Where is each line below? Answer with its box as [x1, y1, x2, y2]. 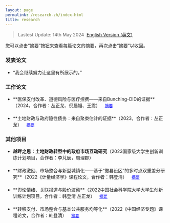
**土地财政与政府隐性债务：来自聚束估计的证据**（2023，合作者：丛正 [12, 115, 163, 121]
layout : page [5, 7, 33, 13]
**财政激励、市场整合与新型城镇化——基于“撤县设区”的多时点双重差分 [12, 168, 161, 174]
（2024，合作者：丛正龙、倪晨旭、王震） [12, 102, 101, 108]
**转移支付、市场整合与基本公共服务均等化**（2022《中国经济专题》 [12, 206, 159, 212]
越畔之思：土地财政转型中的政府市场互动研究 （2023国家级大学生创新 [12, 148, 159, 154]
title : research [5, 17, 40, 22]
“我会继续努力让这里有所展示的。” [12, 69, 82, 75]
